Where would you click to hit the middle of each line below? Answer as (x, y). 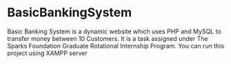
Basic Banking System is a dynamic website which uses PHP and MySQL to (114, 31)
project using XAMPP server (47, 53)
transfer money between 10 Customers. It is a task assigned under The (108, 38)
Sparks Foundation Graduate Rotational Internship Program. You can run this (116, 46)
